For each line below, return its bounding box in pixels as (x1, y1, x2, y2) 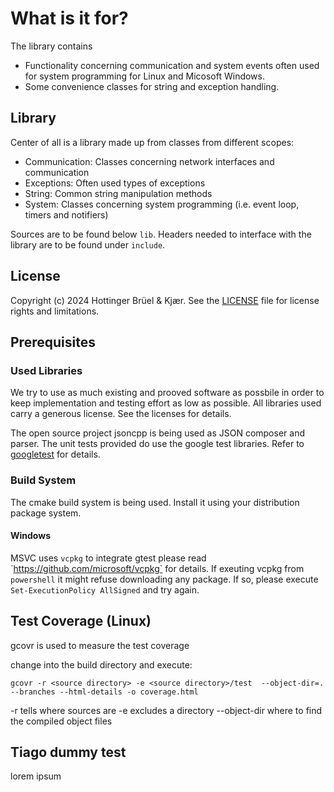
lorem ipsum (10, 770, 62, 782)
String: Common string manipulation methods (24, 187, 213, 199)
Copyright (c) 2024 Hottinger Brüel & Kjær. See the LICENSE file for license (10, 294, 320, 306)
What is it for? (10, 7, 129, 30)
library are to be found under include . (10, 238, 166, 251)
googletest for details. (10, 448, 101, 461)
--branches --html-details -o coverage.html (10, 687, 199, 697)
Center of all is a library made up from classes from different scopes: (10, 136, 295, 148)
